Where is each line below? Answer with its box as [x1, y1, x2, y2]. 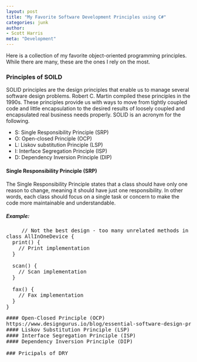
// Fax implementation [18, 292, 84, 299]
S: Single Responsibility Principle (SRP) [14, 129, 109, 136]
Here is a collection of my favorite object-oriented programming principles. [6, 52, 187, 59]
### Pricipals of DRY [6, 350, 69, 357]
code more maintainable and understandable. [6, 199, 116, 206]
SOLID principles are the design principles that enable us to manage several [6, 86, 189, 93]
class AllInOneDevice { [6, 233, 74, 240]
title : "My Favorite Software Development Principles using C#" [6, 14, 167, 20]
